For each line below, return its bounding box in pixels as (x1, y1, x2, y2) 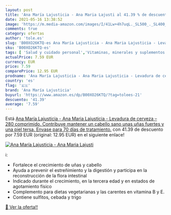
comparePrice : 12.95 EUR (5, 69, 58, 74)
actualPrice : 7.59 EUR (5, 54, 53, 60)
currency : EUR (5, 59, 36, 64)
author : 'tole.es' (5, 36, 44, 41)
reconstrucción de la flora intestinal (12, 173, 88, 179)
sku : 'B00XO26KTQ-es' (5, 45, 51, 50)
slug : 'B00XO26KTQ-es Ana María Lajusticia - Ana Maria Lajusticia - (5, 41, 156, 46)
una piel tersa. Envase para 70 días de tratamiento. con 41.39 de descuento (5, 126, 163, 132)
